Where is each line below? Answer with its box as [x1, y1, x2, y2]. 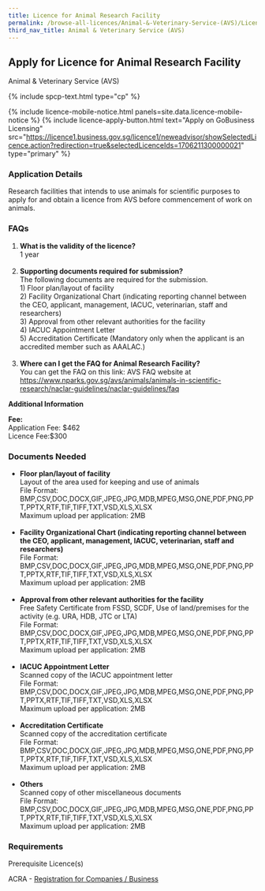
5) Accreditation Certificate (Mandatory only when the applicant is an [19, 333, 244, 343]
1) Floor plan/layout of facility [19, 283, 114, 292]
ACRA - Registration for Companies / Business [8, 874, 159, 884]
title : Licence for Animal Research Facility [8, 11, 160, 20]
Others [19, 780, 43, 789]
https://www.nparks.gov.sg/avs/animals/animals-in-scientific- [19, 375, 222, 385]
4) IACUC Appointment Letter [19, 325, 116, 334]
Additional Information [8, 399, 84, 408]
